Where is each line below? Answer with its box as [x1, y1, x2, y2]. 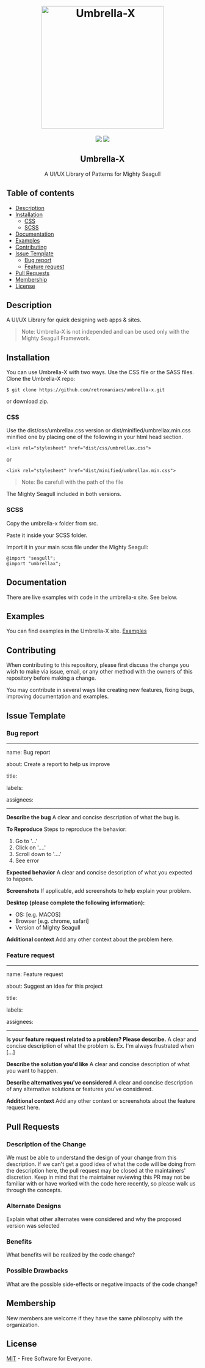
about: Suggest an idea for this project [6, 982, 103, 990]
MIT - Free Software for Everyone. [6, 1355, 93, 1362]
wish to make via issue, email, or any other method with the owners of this [6, 668, 193, 675]
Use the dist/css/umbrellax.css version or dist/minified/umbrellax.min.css [6, 427, 191, 434]
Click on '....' [15, 844, 46, 851]
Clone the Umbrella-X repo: [6, 375, 76, 383]
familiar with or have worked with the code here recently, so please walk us [6, 1179, 196, 1187]
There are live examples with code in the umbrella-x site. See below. [6, 593, 178, 601]
